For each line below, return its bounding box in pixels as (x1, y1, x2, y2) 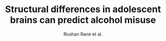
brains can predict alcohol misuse (10, 14, 156, 26)
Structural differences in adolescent (5, 4, 161, 15)
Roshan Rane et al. (63, 31, 103, 37)
